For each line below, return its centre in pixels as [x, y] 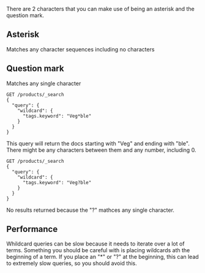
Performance [32, 229]
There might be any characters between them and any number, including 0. [101, 150]
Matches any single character [44, 83]
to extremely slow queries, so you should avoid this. [72, 263]
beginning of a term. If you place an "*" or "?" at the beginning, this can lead [102, 257]
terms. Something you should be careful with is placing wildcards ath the [98, 250]
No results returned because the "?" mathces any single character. [90, 210]
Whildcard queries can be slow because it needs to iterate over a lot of [95, 244]
